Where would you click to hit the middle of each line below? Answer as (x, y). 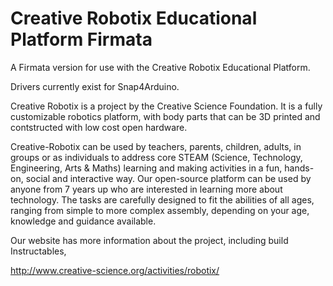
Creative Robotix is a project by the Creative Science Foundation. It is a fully (166, 106)
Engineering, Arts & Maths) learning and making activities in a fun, (146, 168)
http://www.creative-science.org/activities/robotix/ (115, 270)
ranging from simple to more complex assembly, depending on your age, (160, 210)
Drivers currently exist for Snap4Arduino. (95, 86)
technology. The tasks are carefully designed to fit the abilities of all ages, (162, 199)
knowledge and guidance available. (83, 221)
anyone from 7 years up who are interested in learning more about (146, 189)
